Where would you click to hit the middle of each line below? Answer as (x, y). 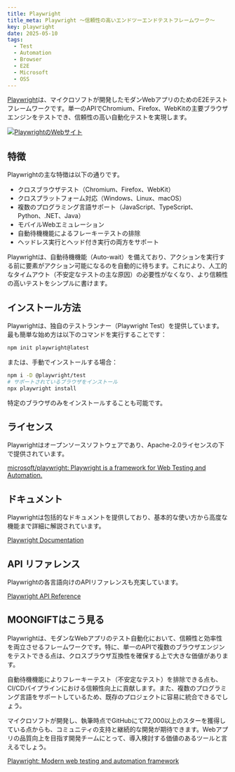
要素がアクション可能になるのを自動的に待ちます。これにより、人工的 (127, 266)
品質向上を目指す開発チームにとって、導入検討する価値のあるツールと (120, 738)
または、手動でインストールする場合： (62, 362)
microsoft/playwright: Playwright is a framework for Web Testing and (107, 468)
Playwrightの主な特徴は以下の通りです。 (66, 175)
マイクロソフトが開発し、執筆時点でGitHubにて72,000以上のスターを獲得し (117, 720)
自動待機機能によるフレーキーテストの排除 (79, 233)
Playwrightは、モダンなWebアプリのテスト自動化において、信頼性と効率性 (115, 638)
